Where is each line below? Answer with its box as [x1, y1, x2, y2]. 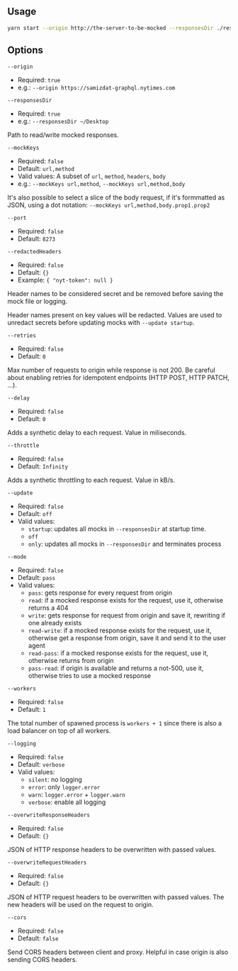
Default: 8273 [17, 234, 55, 243]
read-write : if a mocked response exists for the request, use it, [28, 626, 212, 635]
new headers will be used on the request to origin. [7, 900, 154, 909]
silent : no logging [28, 775, 83, 784]
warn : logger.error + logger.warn [28, 790, 126, 799]
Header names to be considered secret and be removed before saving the [7, 289, 224, 297]
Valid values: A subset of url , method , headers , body [17, 172, 166, 180]
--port [7, 214, 27, 221]
